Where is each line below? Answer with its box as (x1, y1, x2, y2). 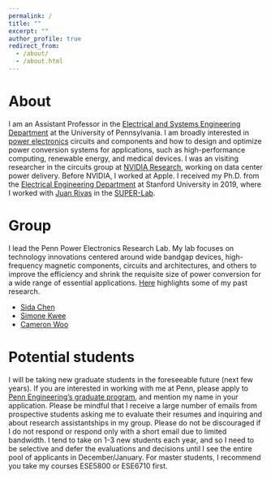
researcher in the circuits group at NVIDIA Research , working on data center (8, 162, 264, 171)
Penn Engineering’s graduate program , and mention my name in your (8, 391, 239, 402)
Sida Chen (19, 302, 55, 312)
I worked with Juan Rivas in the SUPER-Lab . (8, 188, 156, 197)
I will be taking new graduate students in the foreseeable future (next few (8, 374, 253, 384)
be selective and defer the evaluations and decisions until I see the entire (8, 443, 253, 453)
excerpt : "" (8, 27, 49, 35)
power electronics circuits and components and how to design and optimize (8, 136, 262, 146)
